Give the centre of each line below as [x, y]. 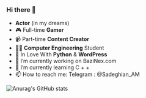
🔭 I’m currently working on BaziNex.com [66, 61]
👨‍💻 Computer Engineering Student [60, 48]
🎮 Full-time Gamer [39, 30]
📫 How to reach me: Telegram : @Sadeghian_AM [78, 74]
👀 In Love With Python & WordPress [61, 55]
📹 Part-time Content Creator [52, 39]
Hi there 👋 [21, 10]
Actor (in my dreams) [42, 23]
